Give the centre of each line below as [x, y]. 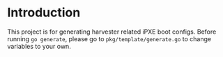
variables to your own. [39, 46]
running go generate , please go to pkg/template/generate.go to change [109, 38]
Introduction [44, 13]
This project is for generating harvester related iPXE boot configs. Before [112, 32]
